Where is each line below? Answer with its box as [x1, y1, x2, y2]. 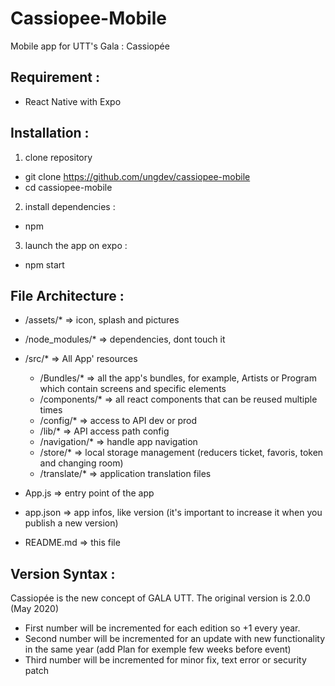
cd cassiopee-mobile [24, 181, 113, 193]
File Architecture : [10, 287, 125, 304]
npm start [24, 258, 65, 271]
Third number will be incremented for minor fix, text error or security [24, 654, 307, 666]
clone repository [24, 151, 93, 163]
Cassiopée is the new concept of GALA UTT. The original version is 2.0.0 [10, 592, 311, 604]
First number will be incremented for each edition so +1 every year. [24, 622, 301, 634]
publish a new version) [24, 517, 119, 529]
